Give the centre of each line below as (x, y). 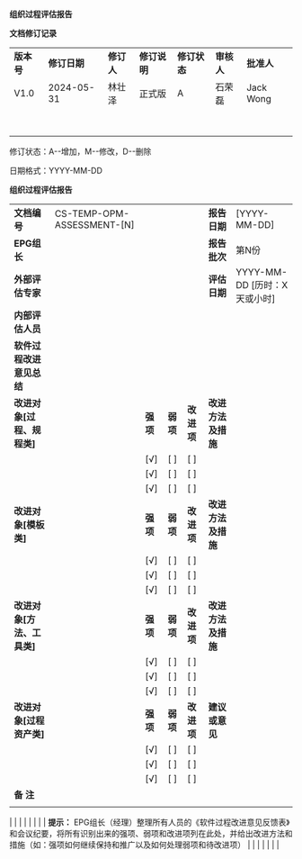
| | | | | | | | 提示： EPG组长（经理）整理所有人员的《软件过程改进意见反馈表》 (150, 822)
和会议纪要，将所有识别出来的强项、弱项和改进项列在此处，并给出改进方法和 (151, 833)
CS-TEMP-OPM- (92, 213)
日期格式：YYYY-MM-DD (56, 171)
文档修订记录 (33, 33)
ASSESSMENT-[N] (94, 225)
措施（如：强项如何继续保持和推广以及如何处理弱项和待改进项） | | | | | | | (145, 845)
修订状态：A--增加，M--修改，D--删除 (80, 151)
